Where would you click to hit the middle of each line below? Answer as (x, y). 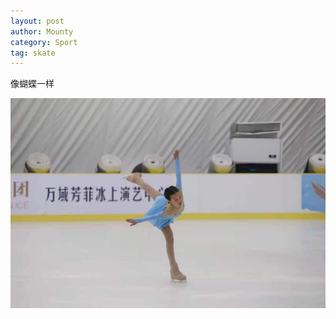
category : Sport (44, 42)
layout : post (37, 21)
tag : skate (33, 53)
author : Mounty (42, 31)
